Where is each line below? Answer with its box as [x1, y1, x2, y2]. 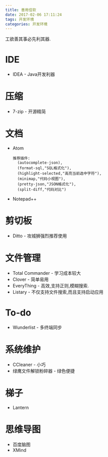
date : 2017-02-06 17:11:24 [5, 12, 62, 17]
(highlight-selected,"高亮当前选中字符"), [17, 171, 102, 176]
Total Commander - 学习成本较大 [12, 270, 81, 276]
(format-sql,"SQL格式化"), [17, 166, 72, 171]
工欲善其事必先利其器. [5, 36, 51, 42]
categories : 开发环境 [5, 21, 48, 27]
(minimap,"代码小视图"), [17, 176, 66, 182]
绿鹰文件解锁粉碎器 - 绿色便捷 [12, 368, 75, 374]
